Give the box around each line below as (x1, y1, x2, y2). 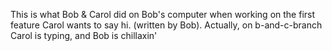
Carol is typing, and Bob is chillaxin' (10, 30, 158, 41)
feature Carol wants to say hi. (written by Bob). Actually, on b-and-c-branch (10, 19, 323, 31)
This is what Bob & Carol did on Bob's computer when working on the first (10, 9, 316, 20)
